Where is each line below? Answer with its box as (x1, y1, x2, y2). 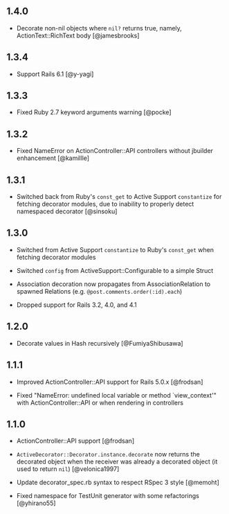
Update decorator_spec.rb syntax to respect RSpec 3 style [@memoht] (16, 478, 219, 487)
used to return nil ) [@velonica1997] (16, 465, 120, 473)
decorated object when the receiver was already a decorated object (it (16, 457, 218, 466)
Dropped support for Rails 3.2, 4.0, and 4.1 (16, 301, 137, 309)
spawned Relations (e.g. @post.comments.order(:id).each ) (16, 287, 183, 295)
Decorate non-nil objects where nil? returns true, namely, (16, 24, 183, 32)
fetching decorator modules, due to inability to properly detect (16, 200, 194, 209)
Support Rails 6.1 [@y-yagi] (16, 69, 94, 78)
